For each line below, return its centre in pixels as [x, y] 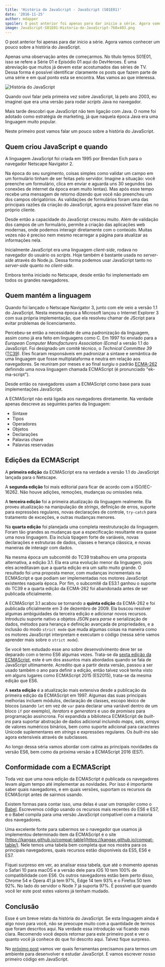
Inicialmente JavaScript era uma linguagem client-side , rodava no [71, 250]
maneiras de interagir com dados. [39, 547]
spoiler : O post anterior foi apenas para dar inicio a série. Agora [78, 23]
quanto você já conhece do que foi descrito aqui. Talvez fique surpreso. [78, 939]
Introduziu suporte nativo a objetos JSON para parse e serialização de [76, 619]
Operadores [24, 424]
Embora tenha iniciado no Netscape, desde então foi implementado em [77, 275]
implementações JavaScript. [34, 389]
